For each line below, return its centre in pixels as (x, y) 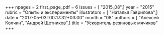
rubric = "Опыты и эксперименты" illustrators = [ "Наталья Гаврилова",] (81, 12)
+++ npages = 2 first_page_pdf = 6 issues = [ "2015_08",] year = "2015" (80, 7)
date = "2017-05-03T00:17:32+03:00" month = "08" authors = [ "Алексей (82, 17)
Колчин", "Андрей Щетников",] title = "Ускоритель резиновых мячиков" (81, 23)
